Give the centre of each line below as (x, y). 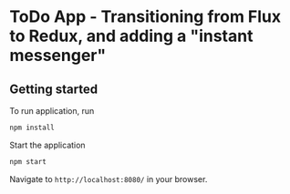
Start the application (47, 145)
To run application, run (52, 111)
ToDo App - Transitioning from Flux (145, 17)
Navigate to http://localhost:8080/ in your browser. (109, 179)
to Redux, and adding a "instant (131, 36)
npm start (28, 161)
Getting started (54, 89)
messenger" (58, 56)
